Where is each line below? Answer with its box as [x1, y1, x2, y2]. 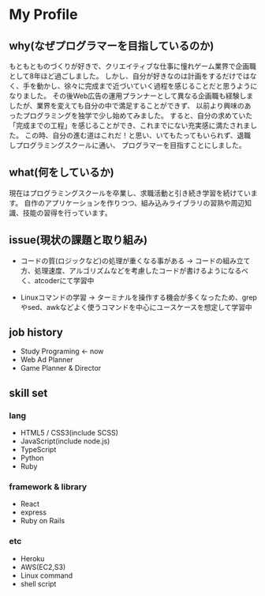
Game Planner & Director [20, 364, 102, 373]
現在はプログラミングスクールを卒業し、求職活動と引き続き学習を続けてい [9, 188, 251, 198]
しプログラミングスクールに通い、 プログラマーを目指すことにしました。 [9, 141, 246, 149]
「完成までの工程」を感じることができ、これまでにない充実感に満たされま [9, 121, 251, 130]
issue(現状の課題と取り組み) [9, 233, 148, 247]
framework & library [9, 481, 88, 492]
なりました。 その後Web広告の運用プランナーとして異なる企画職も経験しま [9, 91, 254, 100]
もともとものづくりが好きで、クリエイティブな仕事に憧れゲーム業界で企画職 [9, 62, 257, 70]
